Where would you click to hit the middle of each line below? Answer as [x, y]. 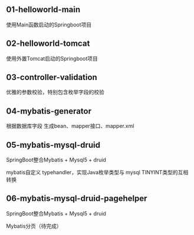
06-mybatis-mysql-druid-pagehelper [77, 199]
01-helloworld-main [43, 10]
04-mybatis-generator [49, 111]
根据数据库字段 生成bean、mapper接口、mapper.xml [70, 126]
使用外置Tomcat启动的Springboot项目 [52, 58]
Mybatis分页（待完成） [34, 226]
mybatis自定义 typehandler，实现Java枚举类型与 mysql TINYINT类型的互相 [97, 173]
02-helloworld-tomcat [48, 44]
